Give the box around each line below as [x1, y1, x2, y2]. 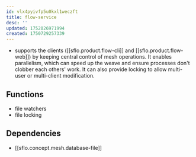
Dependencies [6, 129, 61, 139]
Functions [6, 89, 44, 100]
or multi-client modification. [27, 72, 95, 79]
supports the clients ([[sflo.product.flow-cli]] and [14, 47, 134, 54]
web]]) [14, 53, 31, 60]
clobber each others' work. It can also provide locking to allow [14, 66, 167, 73]
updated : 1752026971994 [6, 25, 65, 31]
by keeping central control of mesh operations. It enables [32, 53, 172, 60]
